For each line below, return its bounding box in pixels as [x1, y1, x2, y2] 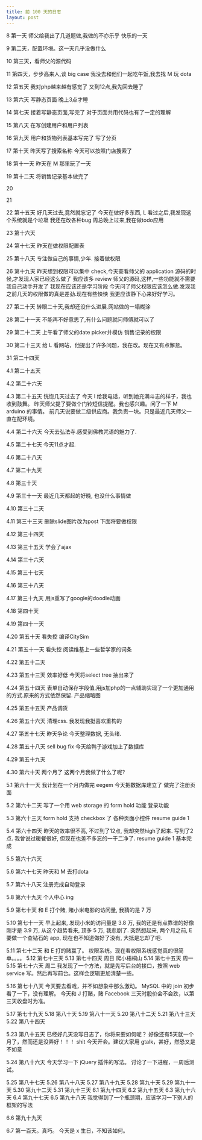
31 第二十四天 [6, 354, 40, 362]
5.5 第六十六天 [6, 855, 42, 862]
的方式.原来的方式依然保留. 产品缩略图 [6, 691, 101, 699]
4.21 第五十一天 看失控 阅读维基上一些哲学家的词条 [6, 645, 132, 653]
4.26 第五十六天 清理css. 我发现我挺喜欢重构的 [6, 717, 122, 724]
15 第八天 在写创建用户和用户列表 [6, 121, 89, 128]
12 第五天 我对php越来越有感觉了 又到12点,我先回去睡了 [6, 83, 144, 90]
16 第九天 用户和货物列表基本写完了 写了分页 [6, 134, 117, 142]
